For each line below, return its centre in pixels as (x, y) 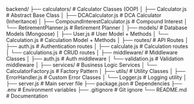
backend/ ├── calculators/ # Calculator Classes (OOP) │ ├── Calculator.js (96, 9)
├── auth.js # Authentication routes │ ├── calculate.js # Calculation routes (97, 46)
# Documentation (27, 96)
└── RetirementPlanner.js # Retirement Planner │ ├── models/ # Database (97, 27)
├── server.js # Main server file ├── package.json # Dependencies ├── (94, 84)
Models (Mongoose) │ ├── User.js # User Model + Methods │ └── (87, 34)
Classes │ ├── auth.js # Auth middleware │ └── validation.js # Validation (95, 59)
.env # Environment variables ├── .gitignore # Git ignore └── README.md (97, 90)
